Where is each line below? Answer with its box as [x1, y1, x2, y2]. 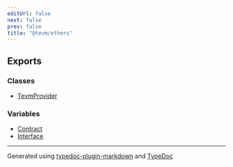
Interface [17, 132, 44, 141]
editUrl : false [7, 10, 51, 17]
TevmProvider [17, 91, 58, 100]
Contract [17, 125, 43, 133]
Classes [7, 76, 35, 85]
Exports [7, 55, 42, 67]
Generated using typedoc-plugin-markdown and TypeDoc [7, 152, 173, 160]
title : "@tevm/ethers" [7, 29, 73, 37]
